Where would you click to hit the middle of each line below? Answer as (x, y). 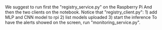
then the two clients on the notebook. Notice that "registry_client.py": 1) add (81, 12)
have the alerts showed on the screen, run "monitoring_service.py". (73, 22)
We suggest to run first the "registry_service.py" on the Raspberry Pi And (79, 7)
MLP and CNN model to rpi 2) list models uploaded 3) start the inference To (81, 17)
